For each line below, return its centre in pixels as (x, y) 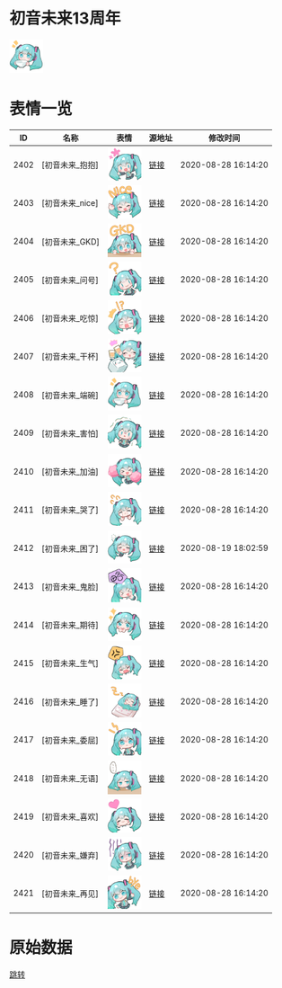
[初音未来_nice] (70, 203)
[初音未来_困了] (70, 548)
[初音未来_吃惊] (70, 318)
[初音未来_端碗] (70, 395)
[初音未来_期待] (70, 625)
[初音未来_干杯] (70, 357)
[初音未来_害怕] (70, 433)
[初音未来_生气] (70, 663)
